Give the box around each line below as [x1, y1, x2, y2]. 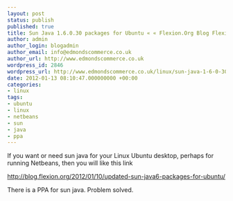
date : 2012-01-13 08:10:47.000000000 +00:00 [7, 74, 138, 82]
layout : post [7, 10, 45, 17]
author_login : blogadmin [7, 42, 79, 49]
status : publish [7, 17, 54, 24]
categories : [7, 81, 42, 88]
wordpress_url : [7, 68, 51, 75]
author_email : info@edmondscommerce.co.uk [7, 49, 132, 56]
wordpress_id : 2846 [7, 62, 64, 69]
